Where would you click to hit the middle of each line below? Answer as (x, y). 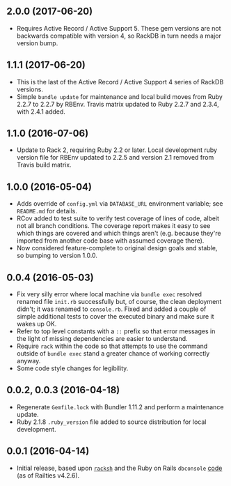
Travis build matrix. (44, 165)
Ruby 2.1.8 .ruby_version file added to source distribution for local (111, 422)
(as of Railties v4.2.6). (48, 475)
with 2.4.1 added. (41, 112)
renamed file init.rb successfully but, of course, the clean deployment (119, 302)
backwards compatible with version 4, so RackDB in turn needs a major (119, 36)
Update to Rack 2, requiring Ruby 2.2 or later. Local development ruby (117, 150)
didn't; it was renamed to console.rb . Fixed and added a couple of (111, 309)
